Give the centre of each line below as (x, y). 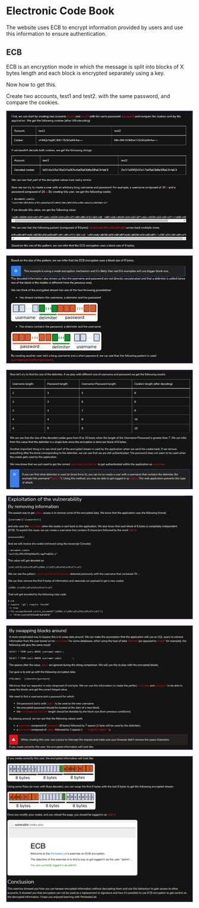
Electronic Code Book (60, 11)
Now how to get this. (31, 84)
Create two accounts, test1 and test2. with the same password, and (88, 96)
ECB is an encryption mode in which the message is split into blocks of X (95, 67)
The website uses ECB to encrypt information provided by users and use (95, 27)
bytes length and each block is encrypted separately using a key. (86, 73)
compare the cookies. (33, 102)
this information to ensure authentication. (56, 33)
